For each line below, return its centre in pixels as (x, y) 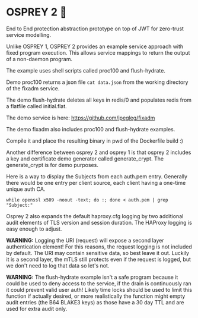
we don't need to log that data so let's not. (58, 265)
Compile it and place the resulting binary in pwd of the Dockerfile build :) (95, 141)
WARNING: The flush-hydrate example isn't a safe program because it (92, 277)
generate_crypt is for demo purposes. (52, 165)
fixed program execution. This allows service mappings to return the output (98, 52)
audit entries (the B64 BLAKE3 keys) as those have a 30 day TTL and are (95, 302)
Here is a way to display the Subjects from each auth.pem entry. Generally (97, 176)
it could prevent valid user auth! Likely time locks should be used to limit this (99, 289)
